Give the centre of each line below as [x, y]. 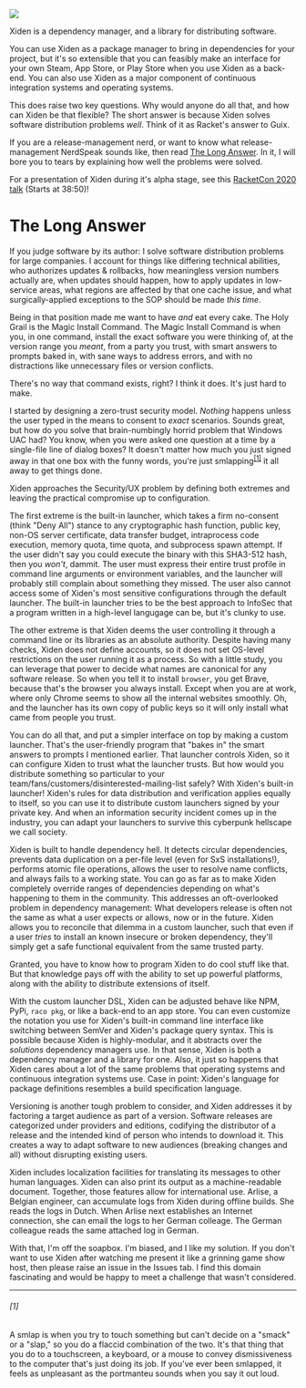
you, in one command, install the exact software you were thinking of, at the [152, 337]
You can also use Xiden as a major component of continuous [142, 78]
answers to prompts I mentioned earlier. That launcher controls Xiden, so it [149, 754]
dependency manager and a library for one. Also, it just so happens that [144, 1059]
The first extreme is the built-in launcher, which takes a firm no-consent [144, 515]
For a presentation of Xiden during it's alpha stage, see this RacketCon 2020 [153, 179]
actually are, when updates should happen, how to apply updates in [137, 280]
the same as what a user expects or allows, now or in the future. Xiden [142, 917]
